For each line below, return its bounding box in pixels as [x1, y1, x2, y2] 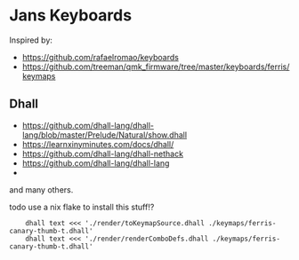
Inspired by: [9, 35, 53, 45]
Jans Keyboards [9, 5, 132, 26]
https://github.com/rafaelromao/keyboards [21, 51, 180, 62]
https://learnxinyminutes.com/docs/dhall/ [21, 138, 174, 149]
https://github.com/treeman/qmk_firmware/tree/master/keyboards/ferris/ [21, 61, 290, 72]
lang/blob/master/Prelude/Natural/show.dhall [21, 130, 188, 140]
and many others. [9, 184, 74, 195]
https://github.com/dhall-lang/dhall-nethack [21, 148, 184, 159]
